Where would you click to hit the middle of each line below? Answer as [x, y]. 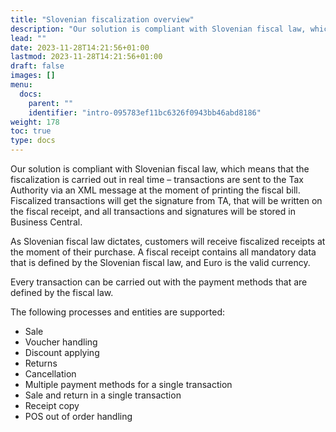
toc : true [31, 131]
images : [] [33, 76]
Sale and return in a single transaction [103, 395]
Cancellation [50, 374]
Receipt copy [52, 405]
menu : [21, 85]
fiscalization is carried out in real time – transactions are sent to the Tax [157, 179]
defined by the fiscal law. [62, 292]
